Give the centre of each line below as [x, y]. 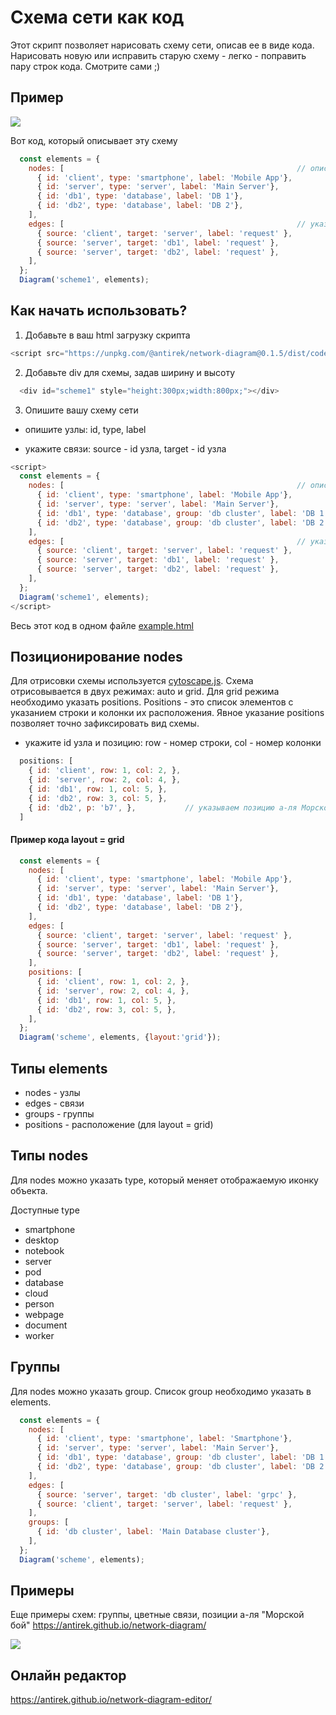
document [46, 1325]
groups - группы [59, 1114]
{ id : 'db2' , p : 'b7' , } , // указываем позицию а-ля [163, 807]
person [39, 1303]
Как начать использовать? [99, 311]
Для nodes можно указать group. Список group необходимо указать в [161, 1391]
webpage [44, 1314]
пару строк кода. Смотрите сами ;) [85, 66]
